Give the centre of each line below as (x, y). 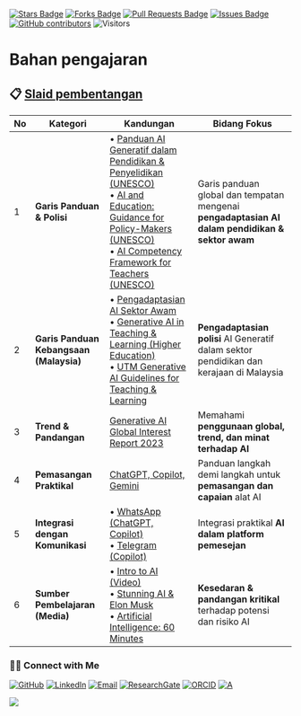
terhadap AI (224, 449)
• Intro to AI (133, 571)
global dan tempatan (241, 195)
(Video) (125, 582)
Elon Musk (131, 605)
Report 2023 (136, 443)
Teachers (129, 274)
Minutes (126, 638)
